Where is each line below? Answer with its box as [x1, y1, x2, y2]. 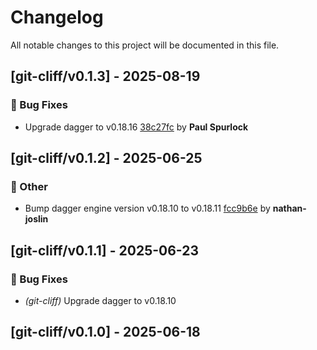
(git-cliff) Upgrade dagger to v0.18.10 [24, 295, 177, 306]
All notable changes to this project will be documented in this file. [10, 39, 280, 51]
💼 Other [10, 179, 48, 193]
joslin [24, 213, 49, 225]
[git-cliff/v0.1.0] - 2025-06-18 [10, 324, 201, 341]
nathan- [272, 202, 307, 215]
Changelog [10, 6, 104, 29]
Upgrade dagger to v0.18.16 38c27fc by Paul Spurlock [24, 121, 249, 133]
